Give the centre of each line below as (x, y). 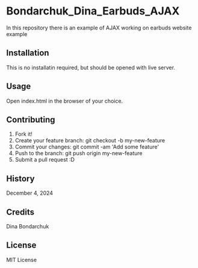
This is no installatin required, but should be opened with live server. (91, 67)
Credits (20, 212)
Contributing (31, 119)
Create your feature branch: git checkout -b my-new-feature (90, 141)
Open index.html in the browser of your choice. (65, 101)
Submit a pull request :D (45, 160)
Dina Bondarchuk (28, 226)
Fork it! (24, 134)
